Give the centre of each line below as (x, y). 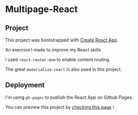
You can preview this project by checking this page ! (60, 107)
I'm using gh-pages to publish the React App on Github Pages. (69, 97)
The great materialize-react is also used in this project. (64, 69)
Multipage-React (41, 9)
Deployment (25, 85)
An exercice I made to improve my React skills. (54, 50)
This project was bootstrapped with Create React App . (62, 40)
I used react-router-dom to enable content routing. (58, 60)
